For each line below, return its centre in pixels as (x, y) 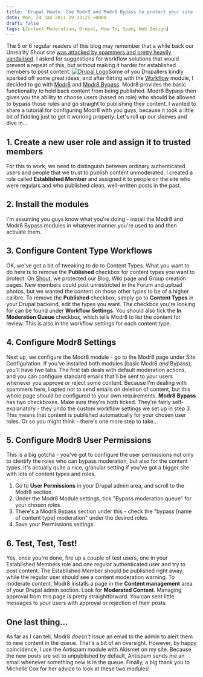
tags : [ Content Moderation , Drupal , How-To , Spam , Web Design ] (88, 29)
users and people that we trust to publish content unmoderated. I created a (100, 172)
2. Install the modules (48, 204)
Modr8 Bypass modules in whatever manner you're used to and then (92, 225)
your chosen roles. (38, 505)
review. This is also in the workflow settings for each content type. (89, 323)
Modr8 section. (34, 492)
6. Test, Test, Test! (42, 543)
